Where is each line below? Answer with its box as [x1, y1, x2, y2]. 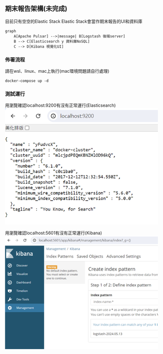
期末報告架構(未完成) [5, 4, 67, 13]
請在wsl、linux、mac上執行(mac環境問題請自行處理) [5, 68, 110, 74]
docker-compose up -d [5, 79, 49, 83]
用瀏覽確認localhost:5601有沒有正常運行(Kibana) [5, 230, 102, 236]
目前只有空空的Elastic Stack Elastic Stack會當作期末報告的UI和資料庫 [5, 18, 143, 24]
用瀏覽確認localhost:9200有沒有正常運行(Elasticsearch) [5, 102, 116, 108]
